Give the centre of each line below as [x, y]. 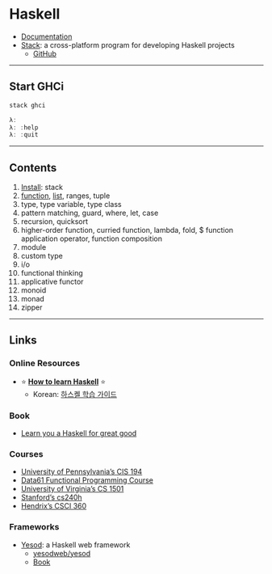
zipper [31, 307]
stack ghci [27, 105]
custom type [42, 256]
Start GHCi [37, 87]
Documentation [46, 36]
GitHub [45, 53]
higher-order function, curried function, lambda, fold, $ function [127, 230]
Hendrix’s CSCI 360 [54, 506]
